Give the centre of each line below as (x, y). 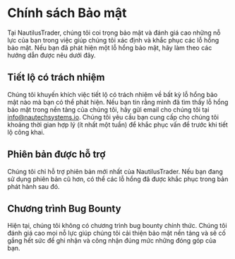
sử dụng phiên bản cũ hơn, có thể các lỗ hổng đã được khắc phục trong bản (118, 179)
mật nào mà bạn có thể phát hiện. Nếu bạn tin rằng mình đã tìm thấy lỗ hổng (118, 102)
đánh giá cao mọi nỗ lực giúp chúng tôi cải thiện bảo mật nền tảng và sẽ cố (116, 233)
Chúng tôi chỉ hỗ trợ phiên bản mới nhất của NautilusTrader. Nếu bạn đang (115, 171)
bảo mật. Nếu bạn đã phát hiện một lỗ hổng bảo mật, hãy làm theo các (110, 47)
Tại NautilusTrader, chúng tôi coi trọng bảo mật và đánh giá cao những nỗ (114, 33)
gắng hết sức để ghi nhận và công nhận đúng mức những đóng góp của (112, 241)
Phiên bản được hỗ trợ (56, 155)
